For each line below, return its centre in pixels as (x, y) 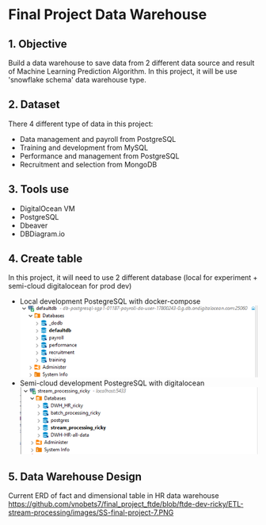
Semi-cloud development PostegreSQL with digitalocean (112, 383)
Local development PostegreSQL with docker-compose (110, 301)
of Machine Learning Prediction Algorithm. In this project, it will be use (123, 71)
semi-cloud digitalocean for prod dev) (70, 286)
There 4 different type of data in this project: (81, 124)
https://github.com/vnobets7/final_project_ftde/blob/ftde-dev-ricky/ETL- (126, 504)
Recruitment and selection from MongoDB (88, 164)
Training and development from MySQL (84, 148)
